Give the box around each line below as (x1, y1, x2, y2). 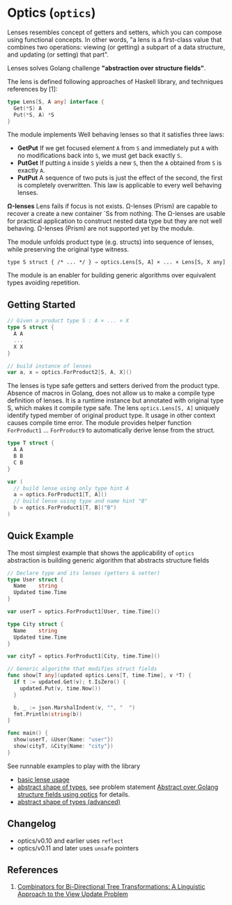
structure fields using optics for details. (17, 790, 130, 798)
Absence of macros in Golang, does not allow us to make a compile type (7, 389, 215, 398)
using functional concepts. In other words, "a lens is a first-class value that (7, 35, 222, 43)
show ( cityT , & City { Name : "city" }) (13, 743, 114, 750)
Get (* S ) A (13, 105, 42, 112)
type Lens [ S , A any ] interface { (7, 98, 105, 106)
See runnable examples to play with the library (7, 762, 141, 770)
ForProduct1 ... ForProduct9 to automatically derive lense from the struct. (7, 426, 215, 435)
